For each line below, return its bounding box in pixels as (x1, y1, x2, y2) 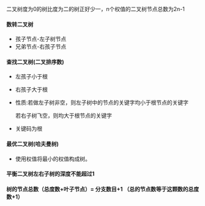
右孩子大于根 (15, 86, 48, 93)
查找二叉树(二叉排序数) (6, 58, 64, 66)
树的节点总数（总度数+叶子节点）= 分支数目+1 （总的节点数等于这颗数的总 (6, 185, 194, 193)
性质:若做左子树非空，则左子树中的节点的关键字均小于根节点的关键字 (15, 99, 188, 106)
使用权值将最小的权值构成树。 (15, 155, 91, 162)
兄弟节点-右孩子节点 (15, 43, 67, 50)
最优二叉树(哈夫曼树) (6, 140, 59, 147)
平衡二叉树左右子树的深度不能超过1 (6, 170, 95, 178)
